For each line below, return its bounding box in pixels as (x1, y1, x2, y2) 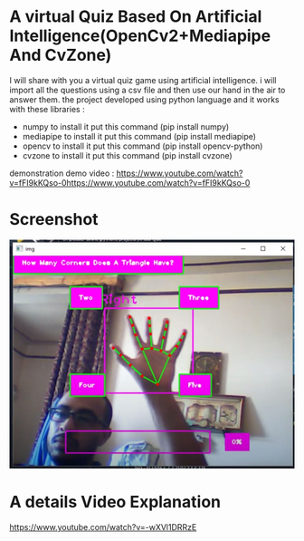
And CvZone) (9, 45, 112, 65)
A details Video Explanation (9, 492, 222, 513)
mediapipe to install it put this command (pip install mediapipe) (22, 130, 256, 141)
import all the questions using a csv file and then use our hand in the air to (9, 84, 286, 95)
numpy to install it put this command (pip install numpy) (22, 121, 230, 132)
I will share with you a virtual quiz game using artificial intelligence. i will (9, 74, 277, 85)
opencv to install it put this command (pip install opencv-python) (22, 140, 263, 151)
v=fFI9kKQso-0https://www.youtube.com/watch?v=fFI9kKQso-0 (9, 177, 251, 188)
